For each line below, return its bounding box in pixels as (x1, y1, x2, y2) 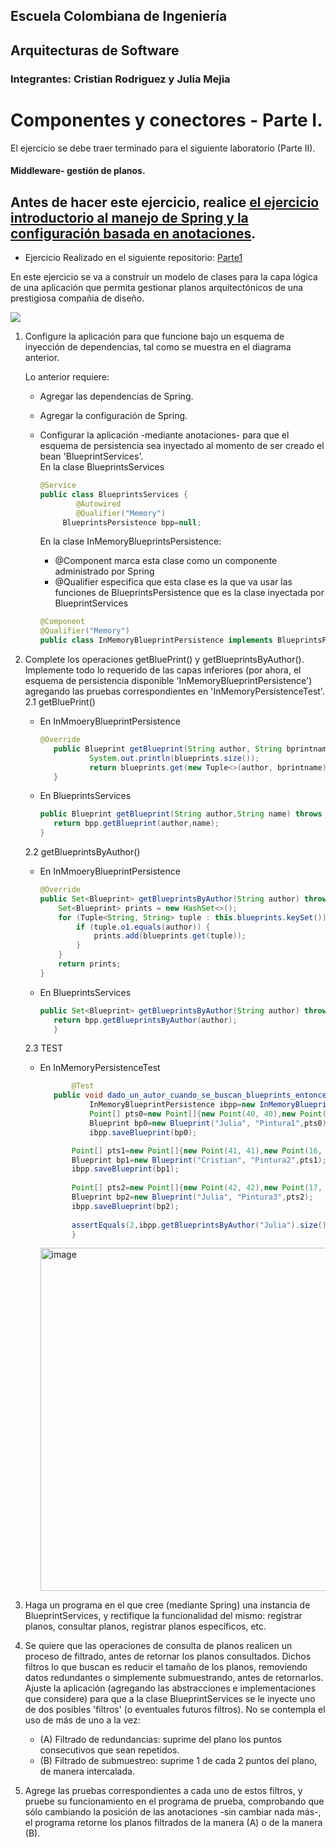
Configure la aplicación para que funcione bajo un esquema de (24, 330, 285, 343)
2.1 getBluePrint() (24, 696, 96, 708)
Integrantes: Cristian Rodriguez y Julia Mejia (10, 72, 231, 86)
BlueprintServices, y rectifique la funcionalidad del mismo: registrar (24, 1610, 303, 1622)
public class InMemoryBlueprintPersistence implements (39, 635, 273, 646)
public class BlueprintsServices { (39, 489, 188, 499)
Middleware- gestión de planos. (10, 165, 146, 177)
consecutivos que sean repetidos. (39, 1744, 180, 1756)
